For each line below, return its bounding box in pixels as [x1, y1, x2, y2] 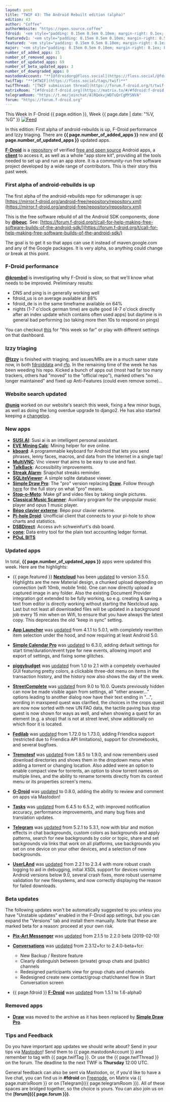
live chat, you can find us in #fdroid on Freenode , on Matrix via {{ [5, 1075, 142, 1081]
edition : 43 [5, 17, 30, 22]
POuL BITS [12, 534, 36, 540]
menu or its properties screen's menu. [12, 778, 93, 785]
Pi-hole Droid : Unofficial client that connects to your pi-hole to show [12, 513, 156, 519]
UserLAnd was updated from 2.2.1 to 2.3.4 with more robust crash [12, 861, 151, 867]
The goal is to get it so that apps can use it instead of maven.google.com [5, 239, 157, 245]
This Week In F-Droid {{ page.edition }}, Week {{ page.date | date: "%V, [5, 111, 154, 117]
